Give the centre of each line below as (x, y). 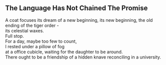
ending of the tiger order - (32, 25)
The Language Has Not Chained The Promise (76, 8)
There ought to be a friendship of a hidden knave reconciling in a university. (83, 57)
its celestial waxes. (24, 31)
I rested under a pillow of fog (35, 46)
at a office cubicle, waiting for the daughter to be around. (64, 52)
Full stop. (14, 36)
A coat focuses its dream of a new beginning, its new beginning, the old (79, 20)
